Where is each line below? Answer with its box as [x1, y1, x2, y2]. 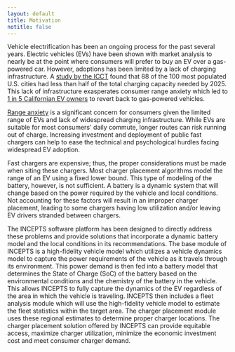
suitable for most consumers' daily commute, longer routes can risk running [7, 123, 227, 132]
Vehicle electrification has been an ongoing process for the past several [7, 43, 215, 51]
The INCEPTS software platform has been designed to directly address [7, 225, 213, 233]
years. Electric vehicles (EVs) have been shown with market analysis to [7, 50, 213, 58]
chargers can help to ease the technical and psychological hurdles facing [7, 138, 220, 147]
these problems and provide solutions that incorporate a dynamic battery [7, 232, 219, 241]
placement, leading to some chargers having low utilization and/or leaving [7, 204, 221, 212]
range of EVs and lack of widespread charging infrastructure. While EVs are [7, 116, 226, 124]
